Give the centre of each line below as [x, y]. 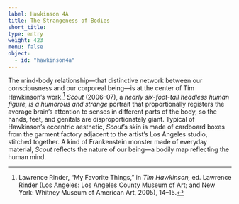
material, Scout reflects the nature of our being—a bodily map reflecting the [119, 149]
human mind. [27, 157]
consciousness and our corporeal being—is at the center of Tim [101, 88]
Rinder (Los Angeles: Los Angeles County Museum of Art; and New [117, 185]
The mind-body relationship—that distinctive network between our [105, 80]
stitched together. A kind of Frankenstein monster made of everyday [108, 142]
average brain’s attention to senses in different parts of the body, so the [112, 112]
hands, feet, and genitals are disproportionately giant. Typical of [102, 119]
